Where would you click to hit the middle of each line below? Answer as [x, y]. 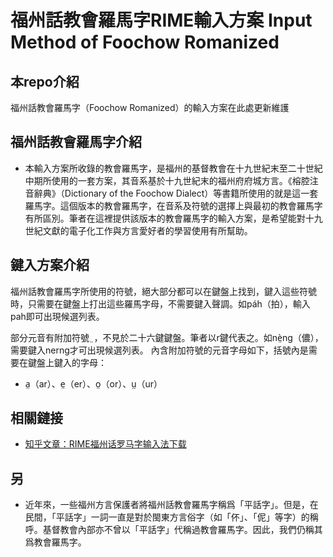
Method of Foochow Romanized [145, 42]
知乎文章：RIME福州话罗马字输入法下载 [105, 444]
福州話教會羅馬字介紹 [76, 142]
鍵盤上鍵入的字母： [67, 362]
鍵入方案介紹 [50, 265]
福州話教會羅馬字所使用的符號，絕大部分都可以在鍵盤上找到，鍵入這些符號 [163, 291]
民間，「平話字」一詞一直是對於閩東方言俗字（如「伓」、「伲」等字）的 [167, 517]
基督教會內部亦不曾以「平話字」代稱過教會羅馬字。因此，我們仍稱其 [182, 530]
